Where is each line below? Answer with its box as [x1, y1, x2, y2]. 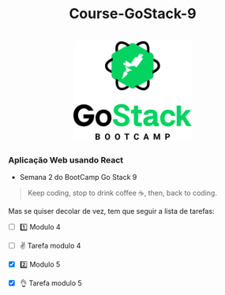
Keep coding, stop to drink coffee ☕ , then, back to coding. [27, 189, 217, 198]
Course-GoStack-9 [69, 5, 197, 23]
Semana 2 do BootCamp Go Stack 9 [19, 173, 137, 182]
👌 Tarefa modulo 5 [19, 278, 83, 288]
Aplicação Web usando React [8, 155, 124, 166]
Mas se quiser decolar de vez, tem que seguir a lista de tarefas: [8, 207, 215, 216]
